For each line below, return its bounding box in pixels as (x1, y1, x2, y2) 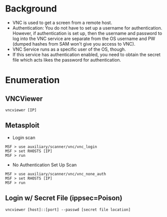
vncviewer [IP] (5, 107, 37, 113)
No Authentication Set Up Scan (12, 161, 77, 168)
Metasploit (5, 121, 40, 130)
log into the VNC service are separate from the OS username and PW (12, 36, 155, 42)
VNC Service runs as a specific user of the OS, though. (12, 46, 126, 52)
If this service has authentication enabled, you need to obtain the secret (12, 51, 161, 58)
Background (5, 3, 57, 15)
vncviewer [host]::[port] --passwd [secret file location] (5, 207, 131, 212)
